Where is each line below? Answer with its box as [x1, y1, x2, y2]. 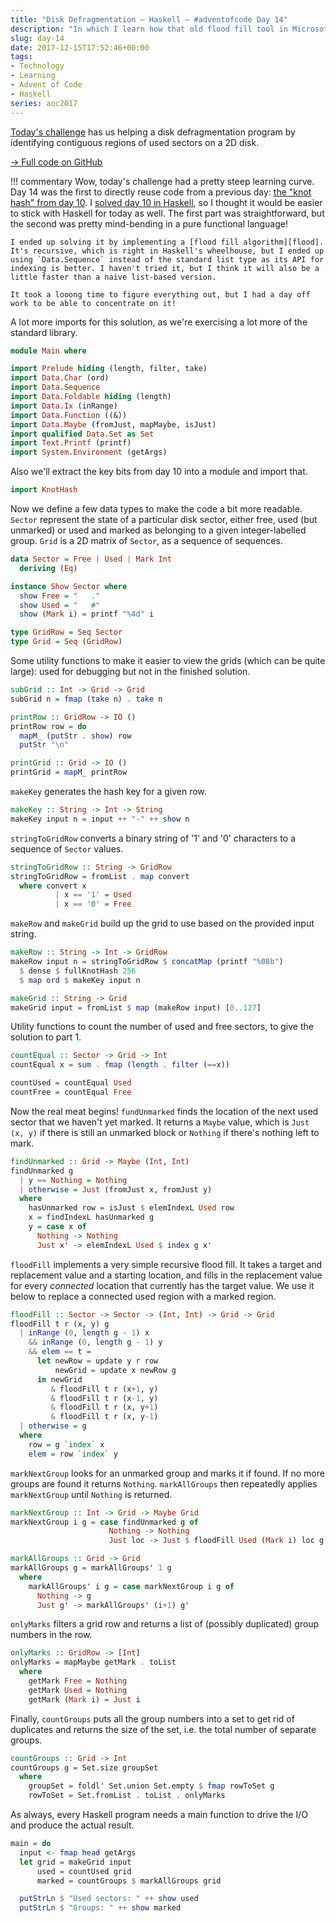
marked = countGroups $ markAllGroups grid [36, 1876, 222, 1886]
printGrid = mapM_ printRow [10, 767, 128, 778]
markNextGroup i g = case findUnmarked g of [10, 1517, 199, 1527]
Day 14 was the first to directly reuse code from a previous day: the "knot [10, 186, 312, 198]
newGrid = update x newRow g [54, 1365, 177, 1375]
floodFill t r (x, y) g [10, 1319, 110, 1329]
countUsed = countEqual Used [10, 1078, 132, 1088]
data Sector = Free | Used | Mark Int [10, 554, 172, 564]
